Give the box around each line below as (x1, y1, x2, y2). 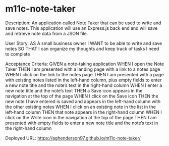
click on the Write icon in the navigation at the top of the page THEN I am (5, 114, 157, 120)
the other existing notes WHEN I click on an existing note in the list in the (5, 104, 156, 110)
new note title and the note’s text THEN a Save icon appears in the (5, 87, 143, 93)
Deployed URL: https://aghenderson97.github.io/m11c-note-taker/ (5, 135, 141, 141)
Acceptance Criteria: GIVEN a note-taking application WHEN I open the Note (5, 61, 164, 67)
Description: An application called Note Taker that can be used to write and (5, 20, 161, 26)
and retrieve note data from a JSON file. (5, 30, 88, 36)
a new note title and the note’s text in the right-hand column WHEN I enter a (5, 82, 162, 88)
